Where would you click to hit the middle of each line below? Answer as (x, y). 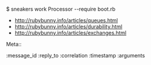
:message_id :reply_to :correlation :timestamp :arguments (76, 55)
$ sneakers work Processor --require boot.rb (61, 9)
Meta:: (14, 44)
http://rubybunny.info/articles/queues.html (66, 20)
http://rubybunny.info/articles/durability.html (68, 27)
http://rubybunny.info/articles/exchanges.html (70, 33)
